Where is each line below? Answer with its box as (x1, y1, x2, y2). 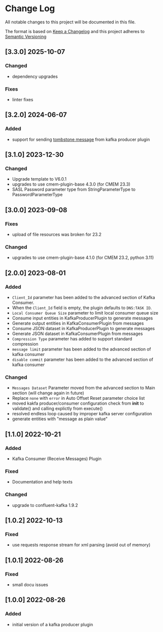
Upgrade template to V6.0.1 (12, 176, 67, 182)
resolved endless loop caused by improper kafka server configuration (12, 411, 152, 417)
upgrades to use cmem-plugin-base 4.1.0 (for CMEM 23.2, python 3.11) (12, 255, 154, 260)
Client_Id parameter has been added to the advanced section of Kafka (12, 294, 155, 300)
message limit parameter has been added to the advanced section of (12, 346, 151, 352)
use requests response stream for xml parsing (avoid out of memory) (12, 542, 151, 548)
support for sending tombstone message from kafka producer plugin (12, 136, 150, 142)
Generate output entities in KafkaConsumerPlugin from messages (12, 320, 144, 326)
